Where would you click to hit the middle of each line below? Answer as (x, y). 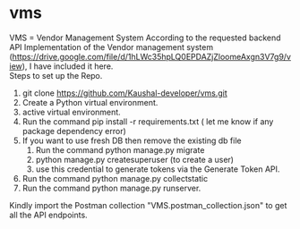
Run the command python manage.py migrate (120, 149)
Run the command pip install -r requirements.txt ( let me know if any (148, 121)
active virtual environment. (71, 112)
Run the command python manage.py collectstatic (115, 178)
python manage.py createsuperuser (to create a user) (135, 159)
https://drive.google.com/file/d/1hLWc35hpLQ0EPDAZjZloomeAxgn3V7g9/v (151, 56)
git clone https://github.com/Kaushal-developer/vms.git (124, 93)
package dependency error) (74, 131)
